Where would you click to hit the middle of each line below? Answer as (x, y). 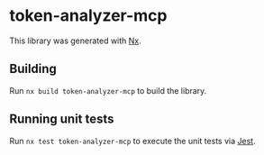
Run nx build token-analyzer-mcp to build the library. (108, 90)
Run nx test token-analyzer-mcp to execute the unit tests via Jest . (132, 141)
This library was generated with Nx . (75, 41)
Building (33, 69)
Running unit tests (62, 119)
